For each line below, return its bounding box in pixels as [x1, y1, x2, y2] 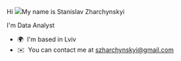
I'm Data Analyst [6, 21, 55, 29]
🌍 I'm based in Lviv [16, 35, 77, 43]
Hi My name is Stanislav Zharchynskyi [6, 8, 125, 15]
